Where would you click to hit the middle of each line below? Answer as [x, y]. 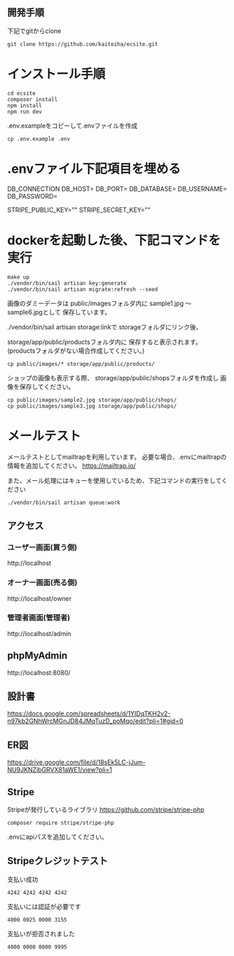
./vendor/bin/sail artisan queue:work [64, 503]
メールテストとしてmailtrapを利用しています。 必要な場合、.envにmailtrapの [117, 457]
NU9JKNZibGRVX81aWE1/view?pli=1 [60, 770]
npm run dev [25, 112]
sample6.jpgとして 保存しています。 [59, 312]
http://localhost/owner [40, 598]
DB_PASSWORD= [33, 196]
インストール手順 [56, 74]
